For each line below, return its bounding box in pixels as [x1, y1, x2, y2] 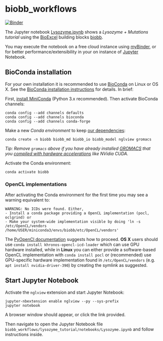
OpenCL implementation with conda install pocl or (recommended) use [5, 252, 152, 258]
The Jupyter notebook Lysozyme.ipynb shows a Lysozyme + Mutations [5, 29, 148, 35]
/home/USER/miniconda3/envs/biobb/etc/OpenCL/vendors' [5, 228, 119, 233]
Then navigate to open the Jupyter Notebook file [5, 321, 103, 327]
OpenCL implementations [5, 181, 67, 187]
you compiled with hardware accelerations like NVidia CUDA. [5, 150, 128, 157]
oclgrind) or [5, 215, 32, 220]
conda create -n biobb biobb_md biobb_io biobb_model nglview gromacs [5, 137, 152, 142]
